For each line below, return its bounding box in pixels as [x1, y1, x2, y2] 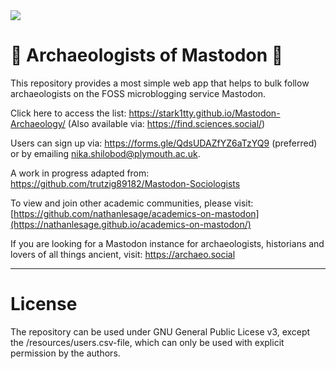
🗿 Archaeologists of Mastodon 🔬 [10, 44, 284, 67]
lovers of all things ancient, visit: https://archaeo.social [10, 248, 236, 260]
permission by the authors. [10, 347, 121, 359]
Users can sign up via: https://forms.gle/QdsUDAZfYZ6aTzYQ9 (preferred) [10, 137, 318, 149]
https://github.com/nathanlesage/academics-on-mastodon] [13, 207, 260, 219]
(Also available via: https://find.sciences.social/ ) [67, 117, 266, 129]
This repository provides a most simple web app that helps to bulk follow [10, 77, 310, 89]
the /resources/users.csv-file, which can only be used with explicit [10, 336, 285, 348]
